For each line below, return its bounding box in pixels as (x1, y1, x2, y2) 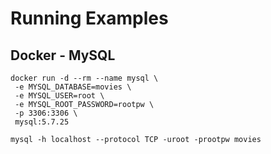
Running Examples (10, 7, 169, 30)
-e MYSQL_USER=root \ (14, 91, 105, 101)
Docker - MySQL (10, 47, 116, 64)
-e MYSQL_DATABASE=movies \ (14, 82, 132, 92)
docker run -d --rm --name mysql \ (10, 73, 159, 83)
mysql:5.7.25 (14, 117, 70, 127)
